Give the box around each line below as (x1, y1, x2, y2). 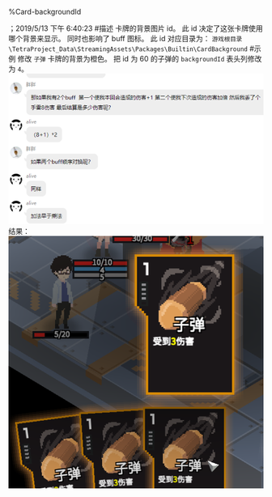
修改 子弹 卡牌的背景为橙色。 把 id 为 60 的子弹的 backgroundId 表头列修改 (17, 54, 262, 63)
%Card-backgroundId (8, 7, 82, 16)
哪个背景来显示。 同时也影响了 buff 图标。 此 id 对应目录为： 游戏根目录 (8, 34, 243, 43)
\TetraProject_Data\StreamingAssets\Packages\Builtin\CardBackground (8, 45, 249, 53)
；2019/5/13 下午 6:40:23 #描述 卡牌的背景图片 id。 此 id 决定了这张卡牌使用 (8, 23, 263, 33)
